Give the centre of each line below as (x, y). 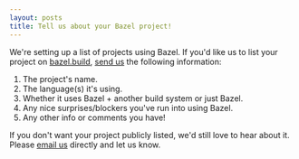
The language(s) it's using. (72, 89)
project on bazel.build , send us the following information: (116, 61)
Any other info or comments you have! (94, 117)
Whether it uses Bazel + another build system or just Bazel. (133, 98)
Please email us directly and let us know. (85, 145)
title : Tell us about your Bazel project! (91, 26)
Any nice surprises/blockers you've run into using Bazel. (128, 108)
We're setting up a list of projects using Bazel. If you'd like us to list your (144, 51)
